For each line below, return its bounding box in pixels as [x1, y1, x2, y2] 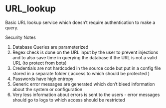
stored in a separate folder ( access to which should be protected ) [12, 70, 150, 76]
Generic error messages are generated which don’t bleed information [12, 81, 155, 87]
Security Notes [5, 34, 36, 40]
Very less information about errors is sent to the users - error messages [12, 92, 160, 98]
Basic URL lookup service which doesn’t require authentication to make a [5, 19, 156, 25]
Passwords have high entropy [12, 76, 74, 82]
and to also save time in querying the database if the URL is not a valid [12, 54, 157, 60]
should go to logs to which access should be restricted [12, 97, 126, 103]
